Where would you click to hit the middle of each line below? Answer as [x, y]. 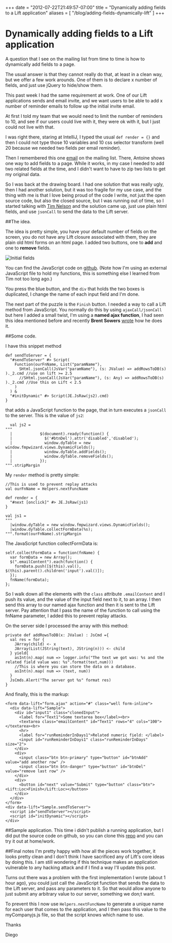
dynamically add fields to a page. [40, 64]
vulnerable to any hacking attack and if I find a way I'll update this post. [81, 867]
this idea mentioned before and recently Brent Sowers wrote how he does [84, 321]
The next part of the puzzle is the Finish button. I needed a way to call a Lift [86, 304]
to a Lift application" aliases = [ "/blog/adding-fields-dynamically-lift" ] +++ [85, 13]
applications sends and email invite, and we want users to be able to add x [84, 100]
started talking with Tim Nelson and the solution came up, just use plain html [86, 206]
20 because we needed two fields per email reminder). [63, 148]
